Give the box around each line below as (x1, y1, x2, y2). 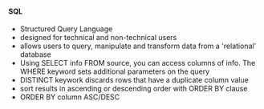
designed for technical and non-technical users (19, 33, 177, 42)
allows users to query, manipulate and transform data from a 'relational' (19, 41, 257, 51)
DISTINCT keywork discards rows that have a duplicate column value (19, 75, 249, 85)
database (19, 50, 51, 59)
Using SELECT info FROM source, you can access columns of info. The (19, 59, 256, 68)
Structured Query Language (19, 24, 113, 34)
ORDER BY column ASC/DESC (19, 92, 120, 102)
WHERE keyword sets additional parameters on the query (19, 67, 210, 76)
